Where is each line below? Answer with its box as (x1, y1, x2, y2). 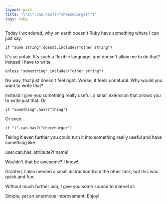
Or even (5, 116, 21, 122)
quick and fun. (5, 174, 35, 180)
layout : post (5, 7, 32, 12)
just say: (5, 35, 22, 41)
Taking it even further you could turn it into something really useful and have (5, 134, 162, 140)
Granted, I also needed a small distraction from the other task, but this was (5, 169, 159, 175)
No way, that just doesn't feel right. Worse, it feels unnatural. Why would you (5, 78, 163, 84)
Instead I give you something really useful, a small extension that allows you (5, 93, 161, 99)
